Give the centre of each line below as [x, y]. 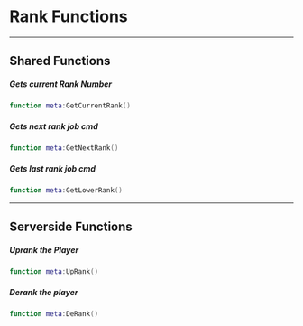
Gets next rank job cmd [54, 126]
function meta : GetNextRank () [64, 148]
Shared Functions [60, 61]
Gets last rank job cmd [53, 168]
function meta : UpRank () [54, 272]
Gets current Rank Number [61, 84]
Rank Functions [69, 17]
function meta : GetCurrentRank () [70, 106]
